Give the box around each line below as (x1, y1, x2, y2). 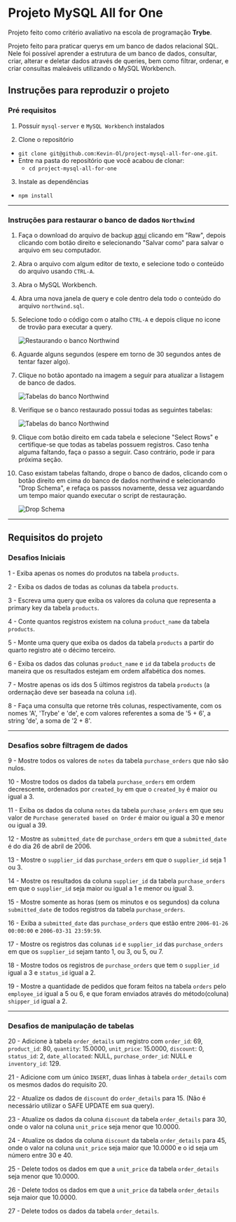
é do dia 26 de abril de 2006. (8, 841, 92, 850)
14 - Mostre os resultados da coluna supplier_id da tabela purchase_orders (8, 876, 225, 885)
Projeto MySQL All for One (8, 5, 164, 21)
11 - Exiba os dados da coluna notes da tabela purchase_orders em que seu (8, 806, 223, 814)
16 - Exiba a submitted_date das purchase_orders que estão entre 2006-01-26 (8, 919, 228, 927)
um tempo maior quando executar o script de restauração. (18, 491, 187, 499)
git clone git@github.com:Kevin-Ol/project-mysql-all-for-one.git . (18, 149, 218, 157)
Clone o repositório (18, 135, 74, 143)
